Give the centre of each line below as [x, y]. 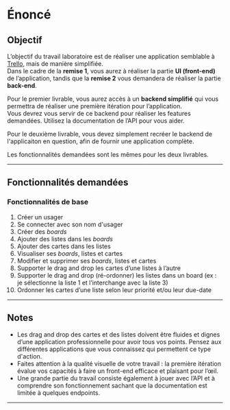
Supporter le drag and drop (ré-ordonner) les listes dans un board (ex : [117, 275]
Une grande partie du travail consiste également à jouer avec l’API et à [116, 378]
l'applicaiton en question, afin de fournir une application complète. [101, 141]
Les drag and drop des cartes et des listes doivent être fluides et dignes [118, 334]
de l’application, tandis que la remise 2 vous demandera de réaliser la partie [114, 78]
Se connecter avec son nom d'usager [70, 224]
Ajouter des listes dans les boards [65, 239]
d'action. [29, 356]
